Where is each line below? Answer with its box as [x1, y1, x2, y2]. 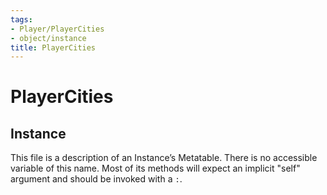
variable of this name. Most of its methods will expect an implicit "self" [10, 162, 301, 175]
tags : [10, 14, 33, 25]
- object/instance [10, 33, 87, 43]
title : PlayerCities [10, 42, 97, 53]
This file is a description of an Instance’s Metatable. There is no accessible [10, 152, 318, 164]
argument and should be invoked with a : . [10, 173, 183, 185]
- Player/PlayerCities [10, 24, 105, 34]
